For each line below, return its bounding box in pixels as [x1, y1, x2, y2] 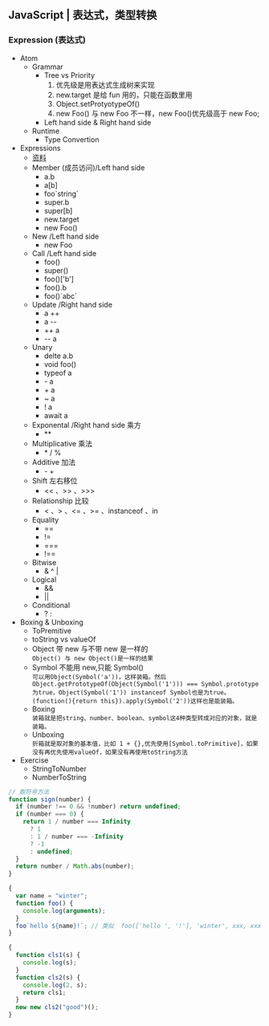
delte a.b [43, 351, 74, 360]
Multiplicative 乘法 [31, 438, 93, 448]
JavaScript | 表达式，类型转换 [8, 8, 157, 22]
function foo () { [15, 899, 74, 907]
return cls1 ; [22, 988, 67, 996]
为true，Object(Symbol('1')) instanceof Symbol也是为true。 [31, 688, 230, 697]
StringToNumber [31, 763, 87, 773]
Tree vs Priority [43, 70, 95, 79]
